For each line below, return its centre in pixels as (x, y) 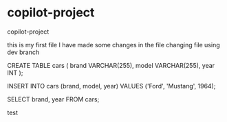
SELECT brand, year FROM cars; (53, 99)
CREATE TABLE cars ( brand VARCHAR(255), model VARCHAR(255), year (111, 65)
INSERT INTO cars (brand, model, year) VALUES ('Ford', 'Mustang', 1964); (111, 86)
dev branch (23, 52)
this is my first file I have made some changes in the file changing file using (113, 45)
